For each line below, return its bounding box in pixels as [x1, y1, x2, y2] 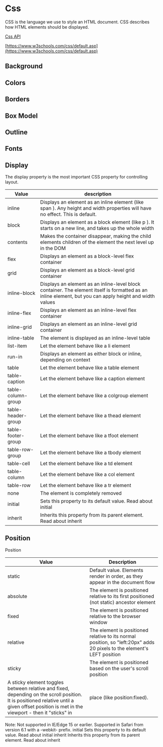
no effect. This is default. [40, 211, 97, 218]
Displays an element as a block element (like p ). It [40, 219, 154, 226]
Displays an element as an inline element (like [40, 199, 144, 206]
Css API [5, 33, 21, 39]
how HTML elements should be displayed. [5, 24, 89, 30]
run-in [7, 354, 23, 360]
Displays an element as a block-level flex [40, 253, 134, 260]
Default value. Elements [89, 567, 144, 573]
